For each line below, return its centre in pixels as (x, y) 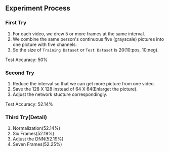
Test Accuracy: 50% (27, 60)
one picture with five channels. (45, 44)
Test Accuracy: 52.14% (29, 104)
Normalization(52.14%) (36, 128)
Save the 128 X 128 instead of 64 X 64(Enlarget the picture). (75, 89)
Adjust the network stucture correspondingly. (60, 94)
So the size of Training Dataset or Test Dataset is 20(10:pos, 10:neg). (86, 49)
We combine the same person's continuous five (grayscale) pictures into (88, 39)
